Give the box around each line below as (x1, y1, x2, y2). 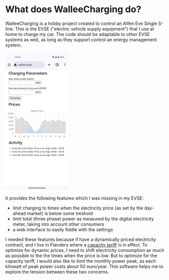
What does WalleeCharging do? (5, 4, 142, 15)
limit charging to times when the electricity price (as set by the (12, 205, 144, 211)
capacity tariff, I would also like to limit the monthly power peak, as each (5, 258, 156, 264)
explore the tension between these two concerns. (5, 268, 109, 275)
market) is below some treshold (27, 210, 93, 216)
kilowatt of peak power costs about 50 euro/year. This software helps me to (5, 263, 164, 269)
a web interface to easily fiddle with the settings (12, 226, 113, 232)
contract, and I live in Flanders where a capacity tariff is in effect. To (5, 241, 148, 247)
